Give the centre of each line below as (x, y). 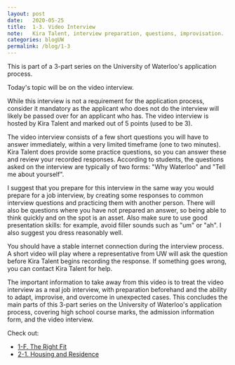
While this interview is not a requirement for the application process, (106, 101)
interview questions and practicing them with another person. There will (111, 203)
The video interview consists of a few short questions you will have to (108, 137)
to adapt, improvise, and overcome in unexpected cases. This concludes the (117, 297)
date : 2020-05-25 (36, 20)
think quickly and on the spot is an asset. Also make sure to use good (108, 218)
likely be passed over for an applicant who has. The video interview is (108, 116)
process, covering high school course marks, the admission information (111, 312)
